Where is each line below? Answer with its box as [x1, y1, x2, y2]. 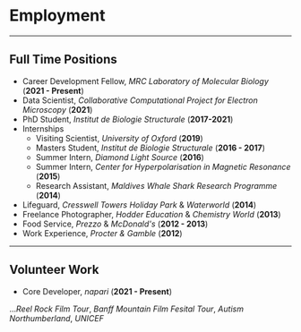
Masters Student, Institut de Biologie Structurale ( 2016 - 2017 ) [35, 142, 266, 153]
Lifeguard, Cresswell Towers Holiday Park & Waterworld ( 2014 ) [21, 199, 257, 210]
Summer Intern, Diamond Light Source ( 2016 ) [35, 151, 204, 162]
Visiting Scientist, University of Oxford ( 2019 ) [35, 132, 203, 143]
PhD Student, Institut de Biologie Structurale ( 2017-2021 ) [21, 114, 234, 124]
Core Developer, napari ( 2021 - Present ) [21, 285, 173, 296]
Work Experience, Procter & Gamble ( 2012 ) [21, 227, 183, 238]
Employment [9, 5, 106, 26]
